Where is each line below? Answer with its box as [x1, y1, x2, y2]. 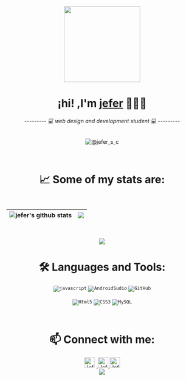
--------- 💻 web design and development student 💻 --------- [24, 117, 181, 124]
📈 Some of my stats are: [39, 172, 165, 186]
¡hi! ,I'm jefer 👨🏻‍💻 [57, 96, 147, 110]
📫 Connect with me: [49, 333, 155, 346]
